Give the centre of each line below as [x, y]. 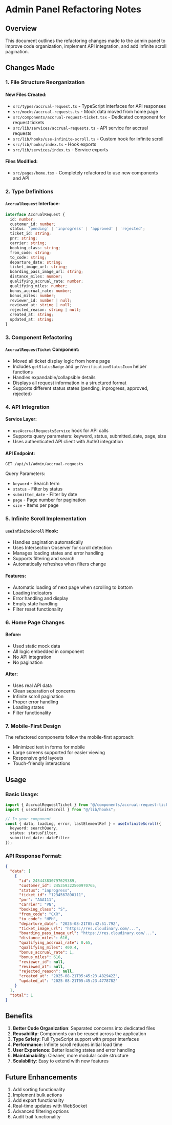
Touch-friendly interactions [41, 763]
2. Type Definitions [29, 191]
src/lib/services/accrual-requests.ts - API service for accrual [80, 128]
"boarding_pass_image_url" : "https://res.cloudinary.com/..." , [88, 933]
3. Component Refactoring [39, 337]
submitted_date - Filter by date [45, 495]
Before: [13, 635]
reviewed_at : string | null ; [41, 305]
